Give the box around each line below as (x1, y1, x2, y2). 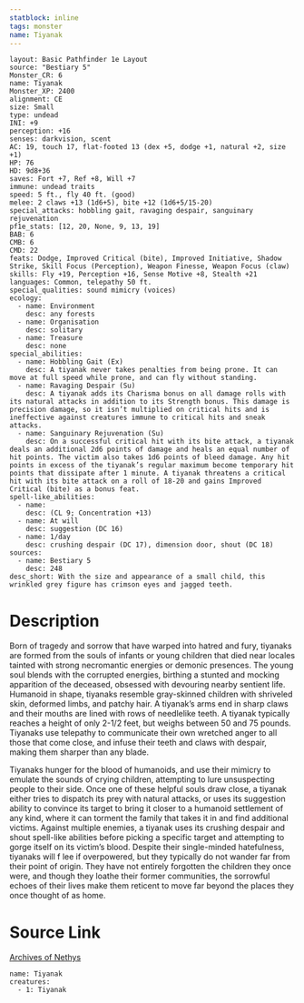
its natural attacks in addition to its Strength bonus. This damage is (9, 397, 290, 406)
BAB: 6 (9, 230, 34, 239)
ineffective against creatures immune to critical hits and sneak (9, 413, 266, 423)
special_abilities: (9, 349, 83, 359)
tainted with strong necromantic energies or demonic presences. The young (9, 660, 294, 671)
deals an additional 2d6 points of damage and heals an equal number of (9, 445, 290, 455)
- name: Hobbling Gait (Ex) (17, 357, 124, 366)
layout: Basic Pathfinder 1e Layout (9, 55, 148, 65)
